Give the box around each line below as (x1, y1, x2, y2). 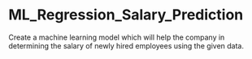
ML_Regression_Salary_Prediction (8, 6, 244, 24)
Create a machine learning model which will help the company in (8, 32, 225, 42)
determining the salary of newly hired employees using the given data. (8, 40, 244, 50)
